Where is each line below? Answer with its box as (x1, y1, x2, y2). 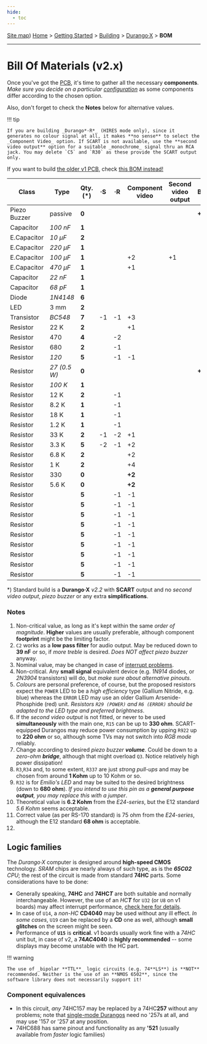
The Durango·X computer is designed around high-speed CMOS (7, 858, 171, 866)
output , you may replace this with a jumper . (15, 792, 128, 799)
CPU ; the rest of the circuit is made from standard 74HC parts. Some (7, 871, 181, 879)
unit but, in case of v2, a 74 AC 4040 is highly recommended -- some (15, 935, 192, 943)
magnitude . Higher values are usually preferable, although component (15, 628, 195, 636)
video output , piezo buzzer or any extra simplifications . (7, 593, 149, 600)
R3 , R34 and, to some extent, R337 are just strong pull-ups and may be (15, 765, 189, 773)
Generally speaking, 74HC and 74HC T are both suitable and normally (15, 890, 192, 897)
